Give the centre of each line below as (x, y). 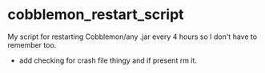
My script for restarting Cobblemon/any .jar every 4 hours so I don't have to (132, 36)
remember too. (32, 44)
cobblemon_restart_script (96, 15)
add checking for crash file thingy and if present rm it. (108, 60)
